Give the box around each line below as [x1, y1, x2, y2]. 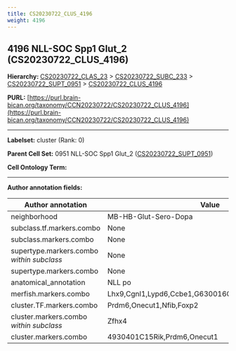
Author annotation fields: [7, 183, 83, 192]
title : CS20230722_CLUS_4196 [7, 10, 93, 18]
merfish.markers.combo [11, 289, 90, 299]
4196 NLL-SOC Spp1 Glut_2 [7, 43, 128, 55]
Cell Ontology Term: [7, 163, 67, 172]
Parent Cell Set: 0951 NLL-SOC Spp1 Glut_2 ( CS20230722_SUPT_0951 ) [7, 150, 214, 158]
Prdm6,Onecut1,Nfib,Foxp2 [107, 300, 199, 310]
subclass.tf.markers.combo [11, 223, 100, 233]
